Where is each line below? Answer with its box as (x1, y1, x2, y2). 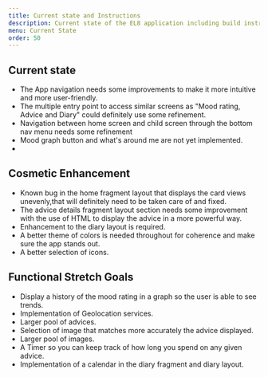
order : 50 (8, 33, 41, 42)
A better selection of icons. (19, 247, 109, 257)
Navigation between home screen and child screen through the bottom (19, 119, 253, 128)
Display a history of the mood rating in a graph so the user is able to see (19, 292, 257, 301)
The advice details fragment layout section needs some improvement (19, 205, 248, 214)
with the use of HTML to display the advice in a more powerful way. (19, 213, 242, 223)
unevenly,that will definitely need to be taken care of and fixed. (19, 196, 227, 206)
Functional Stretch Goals (8, 270, 134, 284)
